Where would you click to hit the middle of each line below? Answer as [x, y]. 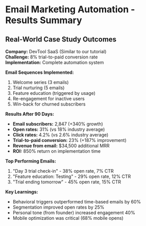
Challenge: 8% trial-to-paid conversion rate [52, 57]
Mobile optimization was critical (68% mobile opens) [68, 218]
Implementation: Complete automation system [55, 62]
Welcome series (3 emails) [41, 82]
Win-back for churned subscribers [49, 104]
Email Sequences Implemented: [40, 72]
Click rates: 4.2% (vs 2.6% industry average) [60, 135]
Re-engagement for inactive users [49, 99]
